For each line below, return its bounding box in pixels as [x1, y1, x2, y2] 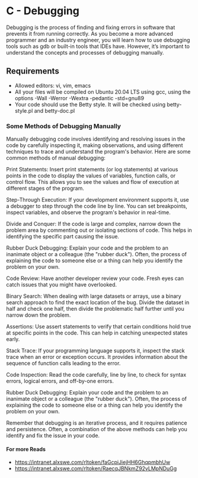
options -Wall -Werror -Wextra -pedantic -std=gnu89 [14, 94, 144, 101]
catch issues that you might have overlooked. [6, 281, 117, 288]
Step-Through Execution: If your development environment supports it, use [6, 196, 189, 203]
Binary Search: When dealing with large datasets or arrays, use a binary [6, 292, 182, 300]
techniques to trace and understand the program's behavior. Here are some [6, 148, 191, 155]
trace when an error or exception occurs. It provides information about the [6, 353, 188, 361]
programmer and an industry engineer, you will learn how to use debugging [6, 36, 190, 43]
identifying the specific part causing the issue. [6, 233, 120, 240]
